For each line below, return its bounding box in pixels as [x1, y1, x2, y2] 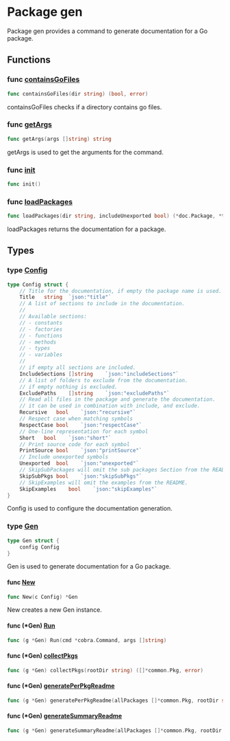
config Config [19, 544, 60, 551]
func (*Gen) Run [7, 621, 56, 630]
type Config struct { [7, 281, 69, 288]
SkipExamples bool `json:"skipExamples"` [19, 485, 157, 492]
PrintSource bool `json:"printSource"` [19, 447, 142, 454]
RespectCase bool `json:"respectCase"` [19, 421, 142, 428]
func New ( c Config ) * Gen [7, 593, 78, 600]
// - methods [19, 338, 57, 346]
